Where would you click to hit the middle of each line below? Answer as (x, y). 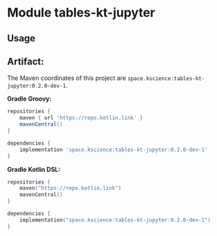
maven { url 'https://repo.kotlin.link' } (81, 118)
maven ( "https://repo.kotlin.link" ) (71, 188)
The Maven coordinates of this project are (66, 78)
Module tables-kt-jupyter (81, 13)
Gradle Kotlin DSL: (34, 169)
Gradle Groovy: (29, 99)
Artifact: (26, 61)
